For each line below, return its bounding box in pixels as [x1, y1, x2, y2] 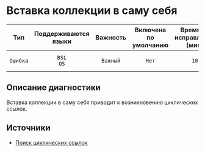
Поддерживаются [34, 29, 90, 38]
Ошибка [9, 57, 29, 64]
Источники [6, 123, 51, 133]
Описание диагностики [6, 83, 101, 93]
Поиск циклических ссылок [15, 139, 88, 146]
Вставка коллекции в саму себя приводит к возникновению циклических [6, 98, 198, 106]
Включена [134, 26, 167, 34]
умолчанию [132, 41, 169, 49]
